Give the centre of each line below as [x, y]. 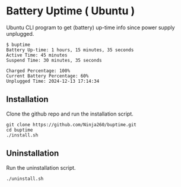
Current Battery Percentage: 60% [47, 76]
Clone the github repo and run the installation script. [70, 114]
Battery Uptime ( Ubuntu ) [71, 11]
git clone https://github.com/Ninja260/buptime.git [71, 124]
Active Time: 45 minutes [37, 55]
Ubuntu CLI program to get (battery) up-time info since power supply [90, 27]
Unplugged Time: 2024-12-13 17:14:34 [53, 81]
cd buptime [20, 130]
